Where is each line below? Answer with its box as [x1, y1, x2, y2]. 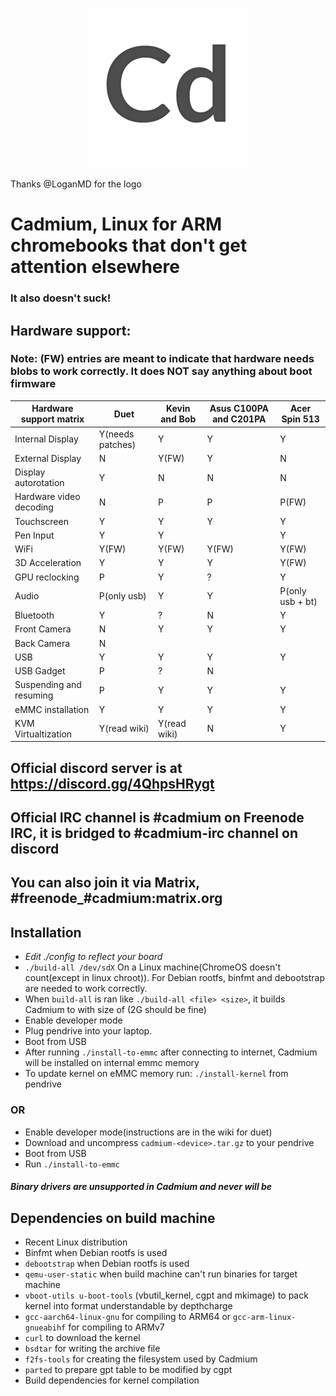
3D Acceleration [14, 557, 82, 569]
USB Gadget [14, 665, 66, 677]
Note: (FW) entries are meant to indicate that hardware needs [10, 352, 315, 366]
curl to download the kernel [24, 1331, 141, 1343]
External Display [14, 452, 82, 464]
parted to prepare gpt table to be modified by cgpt [24, 1363, 233, 1375]
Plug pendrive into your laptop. [24, 1025, 153, 1037]
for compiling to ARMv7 [68, 1321, 165, 1333]
